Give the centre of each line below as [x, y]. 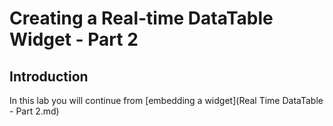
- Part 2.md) [34, 111]
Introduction [49, 76]
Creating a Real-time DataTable [141, 18]
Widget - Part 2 [74, 39]
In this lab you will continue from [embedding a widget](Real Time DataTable [166, 100]
